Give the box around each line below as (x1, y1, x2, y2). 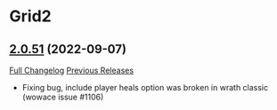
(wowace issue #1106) (21, 91, 104, 102)
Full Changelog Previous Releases (9, 65, 134, 75)
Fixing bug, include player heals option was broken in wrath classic (21, 82, 269, 92)
